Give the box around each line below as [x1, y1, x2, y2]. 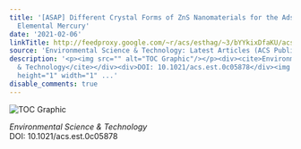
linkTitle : [9, 37, 50, 47]
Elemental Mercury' [17, 21, 90, 30]
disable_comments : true [9, 79, 99, 88]
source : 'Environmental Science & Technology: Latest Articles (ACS [9, 46, 271, 55]
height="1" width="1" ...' [17, 71, 118, 80]
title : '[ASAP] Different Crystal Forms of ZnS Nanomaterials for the [9, 12, 279, 22]
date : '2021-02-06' [9, 29, 82, 38]
